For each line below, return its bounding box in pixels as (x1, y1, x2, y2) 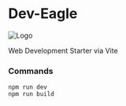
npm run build (8, 90, 55, 98)
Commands (8, 65, 54, 76)
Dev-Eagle (8, 5, 78, 23)
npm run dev (8, 83, 47, 91)
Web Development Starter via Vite (8, 46, 118, 55)
